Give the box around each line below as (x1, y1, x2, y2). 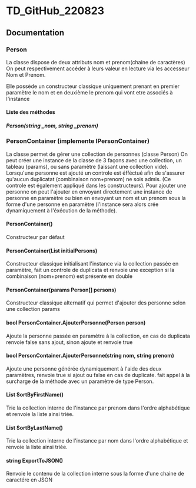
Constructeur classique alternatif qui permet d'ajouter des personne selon (6, 299, 186, 306)
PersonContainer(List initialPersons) (6, 247, 98, 254)
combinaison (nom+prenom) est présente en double (6, 273, 133, 280)
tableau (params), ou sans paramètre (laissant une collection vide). (6, 163, 169, 170)
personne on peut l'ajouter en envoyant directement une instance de (6, 188, 172, 195)
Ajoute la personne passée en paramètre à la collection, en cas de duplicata (6, 332, 190, 339)
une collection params (6, 306, 60, 313)
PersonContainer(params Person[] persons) (6, 286, 117, 293)
